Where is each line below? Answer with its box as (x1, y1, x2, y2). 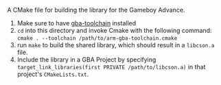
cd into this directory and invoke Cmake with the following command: (16, 27, 212, 34)
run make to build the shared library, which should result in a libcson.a (16, 41, 215, 49)
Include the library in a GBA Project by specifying (16, 56, 156, 64)
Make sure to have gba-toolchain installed (16, 19, 137, 27)
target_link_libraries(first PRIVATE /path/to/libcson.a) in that (16, 63, 206, 71)
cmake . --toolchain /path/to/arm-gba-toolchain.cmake (16, 35, 178, 42)
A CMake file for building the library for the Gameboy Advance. (7, 6, 185, 14)
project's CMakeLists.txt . (16, 70, 89, 78)
